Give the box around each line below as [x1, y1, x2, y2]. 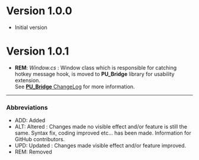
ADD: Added [14, 117, 46, 124]
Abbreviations [6, 103, 49, 111]
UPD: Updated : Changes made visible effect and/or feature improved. [14, 142, 187, 149]
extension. [14, 76, 40, 84]
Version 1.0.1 [6, 44, 69, 58]
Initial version [14, 24, 47, 31]
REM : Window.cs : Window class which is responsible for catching [14, 64, 177, 71]
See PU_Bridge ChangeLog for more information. [14, 83, 135, 90]
